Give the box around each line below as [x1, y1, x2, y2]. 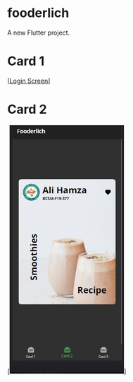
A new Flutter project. [7, 28, 70, 37]
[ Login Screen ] [7, 76, 51, 85]
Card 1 [7, 53, 45, 69]
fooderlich [7, 5, 70, 21]
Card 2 [7, 101, 47, 117]
